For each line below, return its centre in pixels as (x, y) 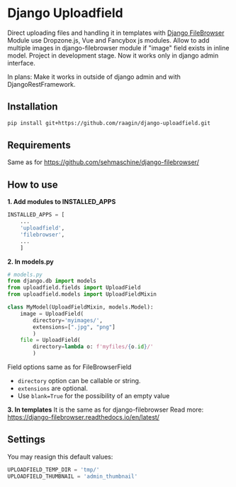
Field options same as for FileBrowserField (69, 367)
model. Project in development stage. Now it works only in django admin (113, 55)
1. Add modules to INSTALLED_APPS (62, 202)
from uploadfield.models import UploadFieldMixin (82, 294)
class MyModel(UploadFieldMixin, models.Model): (80, 307)
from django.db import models (52, 281)
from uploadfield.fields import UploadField (74, 288)
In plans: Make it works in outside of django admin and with (94, 77)
